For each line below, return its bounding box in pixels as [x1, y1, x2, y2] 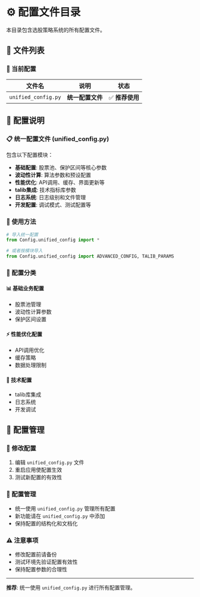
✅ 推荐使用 [108, 93, 140, 101]
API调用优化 [14, 347, 45, 354]
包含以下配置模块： [6, 151, 54, 159]
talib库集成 [14, 391, 42, 398]
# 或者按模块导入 [6, 248, 43, 254]
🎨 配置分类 [6, 269, 37, 277]
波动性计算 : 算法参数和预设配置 [14, 171, 91, 179]
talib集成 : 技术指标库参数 [14, 186, 76, 194]
